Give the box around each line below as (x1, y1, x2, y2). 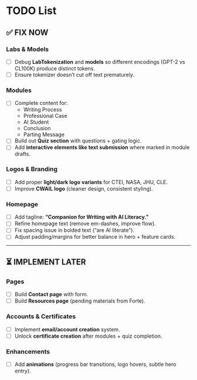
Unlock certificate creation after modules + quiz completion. (14, 333, 162, 340)
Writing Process (23, 106, 62, 113)
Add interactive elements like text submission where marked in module (14, 144, 190, 151)
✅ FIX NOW (6, 28, 49, 38)
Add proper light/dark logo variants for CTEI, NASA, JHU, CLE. (14, 178, 168, 185)
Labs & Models (6, 45, 49, 53)
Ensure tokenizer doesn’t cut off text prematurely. (14, 71, 135, 78)
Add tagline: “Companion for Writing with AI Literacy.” (14, 213, 149, 220)
